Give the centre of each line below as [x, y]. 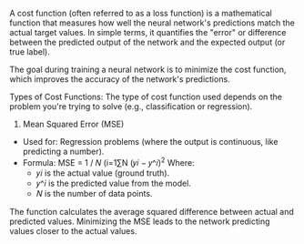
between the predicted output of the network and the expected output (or [147, 42]
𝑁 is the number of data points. [94, 193]
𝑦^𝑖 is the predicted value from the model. [113, 183]
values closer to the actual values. [73, 230]
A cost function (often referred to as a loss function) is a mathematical [141, 13]
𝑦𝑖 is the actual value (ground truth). [103, 173]
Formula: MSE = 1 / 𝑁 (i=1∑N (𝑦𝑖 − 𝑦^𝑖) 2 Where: [108, 162]
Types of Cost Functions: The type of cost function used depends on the [146, 97]
